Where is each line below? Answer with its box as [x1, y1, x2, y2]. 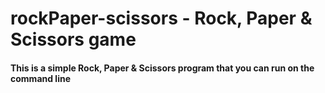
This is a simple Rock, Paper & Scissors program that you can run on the [10, 62, 315, 74]
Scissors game [10, 28, 137, 51]
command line [10, 72, 72, 84]
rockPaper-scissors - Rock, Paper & [10, 7, 313, 30]
